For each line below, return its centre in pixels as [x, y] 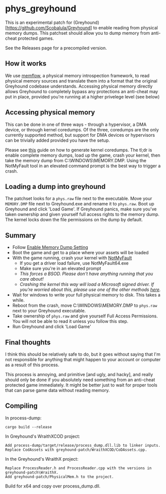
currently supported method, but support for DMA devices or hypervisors [80, 135]
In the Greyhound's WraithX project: [42, 459]
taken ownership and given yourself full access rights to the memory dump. [82, 214]
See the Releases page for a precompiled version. [56, 48]
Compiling [22, 406]
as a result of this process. [32, 365]
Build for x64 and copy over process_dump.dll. [53, 486]
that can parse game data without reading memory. [57, 390]
